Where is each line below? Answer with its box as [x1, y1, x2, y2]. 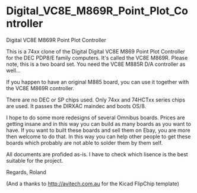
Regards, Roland [6, 168, 46, 176]
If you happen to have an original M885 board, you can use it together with [6, 78, 189, 86]
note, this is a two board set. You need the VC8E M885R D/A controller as [6, 61, 186, 68]
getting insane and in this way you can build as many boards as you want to [6, 120, 192, 127]
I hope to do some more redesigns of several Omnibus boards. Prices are [6, 114, 185, 121]
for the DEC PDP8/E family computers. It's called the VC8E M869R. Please [6, 54, 188, 61]
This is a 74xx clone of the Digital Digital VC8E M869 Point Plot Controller [6, 48, 186, 55]
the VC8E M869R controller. [6, 84, 75, 91]
